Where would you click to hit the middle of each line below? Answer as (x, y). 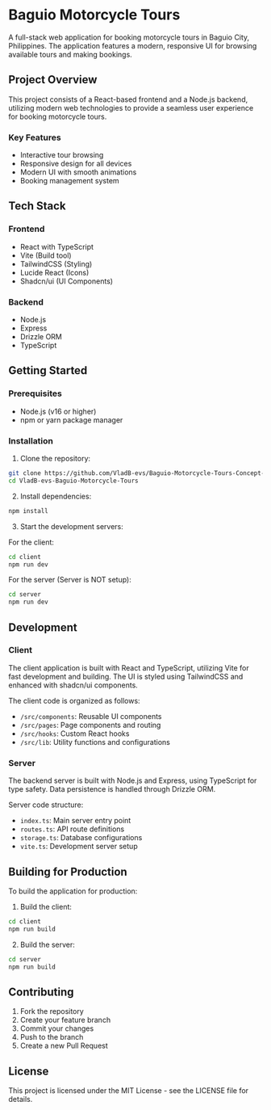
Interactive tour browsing (62, 155)
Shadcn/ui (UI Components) (67, 281)
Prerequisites (35, 393)
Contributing (41, 992)
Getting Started (48, 370)
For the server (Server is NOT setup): (70, 580)
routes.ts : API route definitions (72, 829)
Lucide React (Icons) (54, 272)
